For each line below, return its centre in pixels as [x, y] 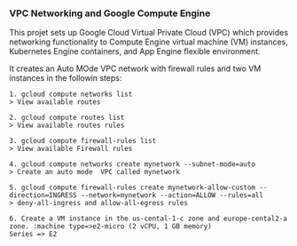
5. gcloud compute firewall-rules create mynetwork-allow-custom [132, 188]
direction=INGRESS [43, 195]
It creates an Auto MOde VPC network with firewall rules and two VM [135, 68]
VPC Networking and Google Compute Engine [110, 13]
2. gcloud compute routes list [67, 118]
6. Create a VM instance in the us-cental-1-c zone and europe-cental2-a [148, 219]
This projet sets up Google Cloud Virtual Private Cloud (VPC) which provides [149, 33]
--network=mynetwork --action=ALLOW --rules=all [172, 195]
